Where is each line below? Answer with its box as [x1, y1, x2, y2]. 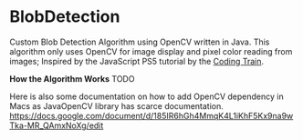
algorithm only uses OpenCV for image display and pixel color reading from [9, 45, 293, 56]
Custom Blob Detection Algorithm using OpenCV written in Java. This [9, 36, 270, 47]
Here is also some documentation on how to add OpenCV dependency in [9, 91, 285, 102]
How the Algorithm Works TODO [9, 73, 135, 84]
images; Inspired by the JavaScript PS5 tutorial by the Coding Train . [9, 55, 265, 66]
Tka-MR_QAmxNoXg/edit [9, 120, 104, 131]
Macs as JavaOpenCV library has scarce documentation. [9, 100, 224, 111]
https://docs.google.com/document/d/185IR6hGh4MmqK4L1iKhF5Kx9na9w [9, 110, 294, 121]
